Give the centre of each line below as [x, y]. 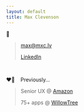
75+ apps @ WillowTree [49, 102]
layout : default [26, 11]
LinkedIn [31, 57]
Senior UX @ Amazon [47, 91]
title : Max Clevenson [33, 17]
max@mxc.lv [36, 45]
